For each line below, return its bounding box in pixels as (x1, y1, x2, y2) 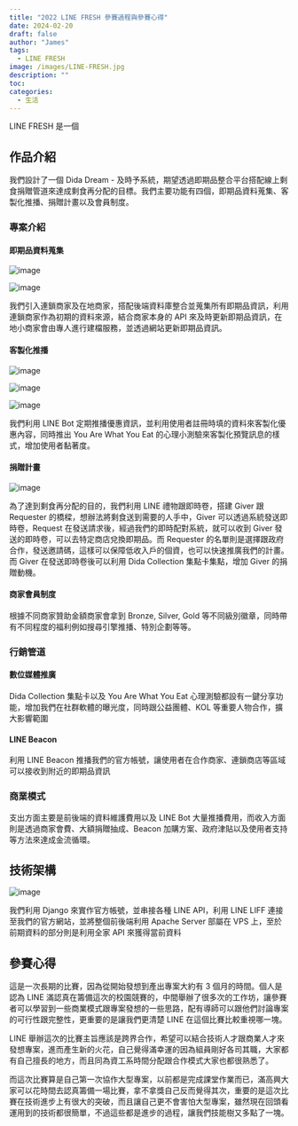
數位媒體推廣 (9, 669, 56, 680)
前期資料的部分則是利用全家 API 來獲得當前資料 (9, 927, 182, 938)
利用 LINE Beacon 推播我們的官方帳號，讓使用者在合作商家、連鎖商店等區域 (9, 755, 286, 766)
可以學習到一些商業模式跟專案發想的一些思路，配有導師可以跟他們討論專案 (16, 1004, 289, 1014)
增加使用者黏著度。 (24, 440, 95, 451)
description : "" (9, 71, 69, 80)
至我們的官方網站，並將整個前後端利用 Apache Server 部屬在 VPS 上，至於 (9, 916, 282, 927)
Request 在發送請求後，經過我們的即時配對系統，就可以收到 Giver (32, 523, 273, 533)
